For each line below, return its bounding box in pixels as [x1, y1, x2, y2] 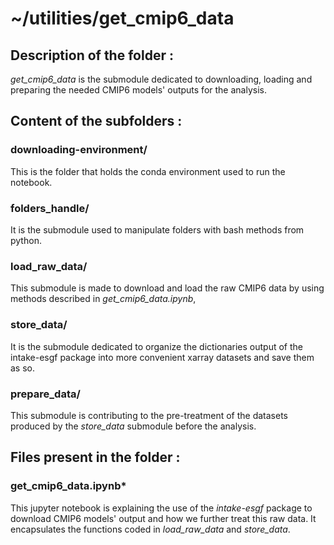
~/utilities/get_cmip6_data [10, 7, 235, 30]
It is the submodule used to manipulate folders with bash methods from [10, 223, 305, 236]
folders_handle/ [10, 201, 90, 215]
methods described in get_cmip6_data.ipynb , [10, 293, 197, 305]
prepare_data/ [10, 387, 81, 401]
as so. [10, 362, 36, 374]
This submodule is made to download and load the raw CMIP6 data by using [10, 282, 325, 294]
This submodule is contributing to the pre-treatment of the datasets [10, 409, 288, 421]
